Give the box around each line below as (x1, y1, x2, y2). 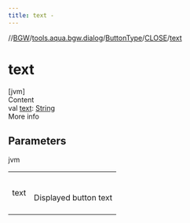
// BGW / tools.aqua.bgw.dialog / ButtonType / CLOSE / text (8, 33, 182, 42)
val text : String (8, 103, 55, 112)
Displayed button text (34, 192, 112, 203)
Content (8, 95, 35, 104)
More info (8, 111, 40, 121)
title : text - (8, 11, 55, 20)
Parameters (8, 134, 67, 148)
